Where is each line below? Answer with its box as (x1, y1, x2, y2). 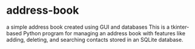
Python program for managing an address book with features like (23, 29, 186, 36)
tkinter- (171, 23, 190, 30)
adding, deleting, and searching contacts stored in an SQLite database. (6, 36, 183, 43)
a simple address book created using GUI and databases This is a (6, 23, 170, 30)
